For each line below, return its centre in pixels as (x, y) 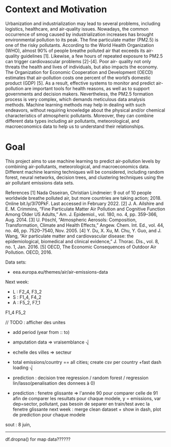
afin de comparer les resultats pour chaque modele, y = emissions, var (87, 398)
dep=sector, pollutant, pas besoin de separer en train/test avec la (81, 404)
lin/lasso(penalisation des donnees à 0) (54, 383)
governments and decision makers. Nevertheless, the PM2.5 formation (79, 94)
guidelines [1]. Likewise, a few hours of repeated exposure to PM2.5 (92, 56)
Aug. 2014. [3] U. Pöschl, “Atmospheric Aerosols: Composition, (71, 220)
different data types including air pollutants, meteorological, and (73, 121)
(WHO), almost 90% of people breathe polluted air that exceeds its (75, 50)
